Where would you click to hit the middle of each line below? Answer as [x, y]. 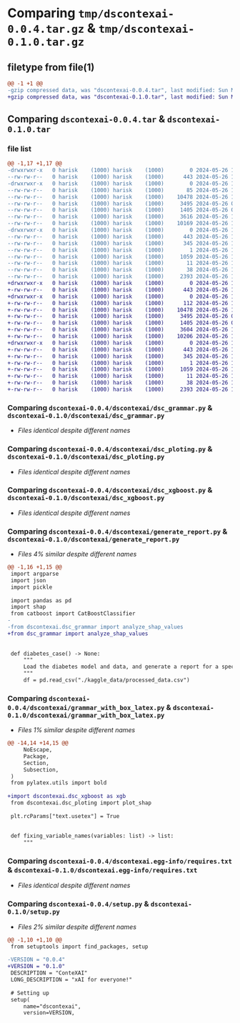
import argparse [35, 574]
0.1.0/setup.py [34, 912]
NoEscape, [38, 750]
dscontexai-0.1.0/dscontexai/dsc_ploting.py [86, 457]
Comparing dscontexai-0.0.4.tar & [86, 119]
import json [28, 580]
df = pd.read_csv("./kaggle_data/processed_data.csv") [107, 680]
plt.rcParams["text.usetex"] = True [65, 816]
